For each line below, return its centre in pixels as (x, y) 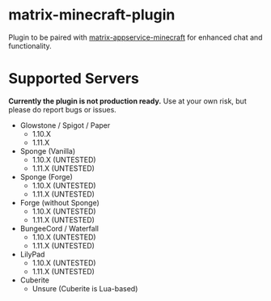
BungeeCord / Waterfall (59, 228)
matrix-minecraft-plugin (92, 15)
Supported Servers (74, 79)
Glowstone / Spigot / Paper (65, 125)
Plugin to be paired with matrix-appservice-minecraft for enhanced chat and (135, 37)
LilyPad (32, 254)
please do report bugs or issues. (63, 109)
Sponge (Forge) (46, 176)
